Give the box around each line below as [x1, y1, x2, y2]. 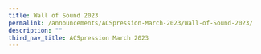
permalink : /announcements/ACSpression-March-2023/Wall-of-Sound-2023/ [8, 19, 253, 27]
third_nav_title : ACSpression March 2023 [8, 33, 149, 42]
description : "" [8, 26, 63, 34]
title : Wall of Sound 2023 [8, 11, 99, 20]
